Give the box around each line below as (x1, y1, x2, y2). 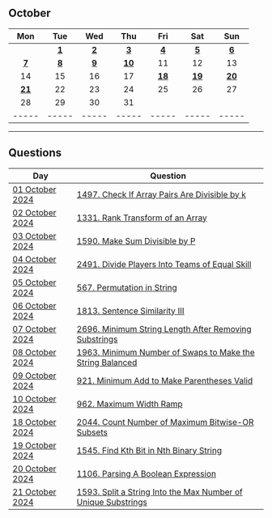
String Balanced (76, 356, 138, 367)
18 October (12, 416, 57, 427)
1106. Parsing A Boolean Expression (76, 468, 217, 479)
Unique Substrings (76, 496, 147, 507)
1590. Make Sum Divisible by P (76, 235, 196, 246)
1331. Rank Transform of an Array (76, 212, 208, 223)
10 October (12, 393, 57, 404)
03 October (12, 230, 57, 241)
